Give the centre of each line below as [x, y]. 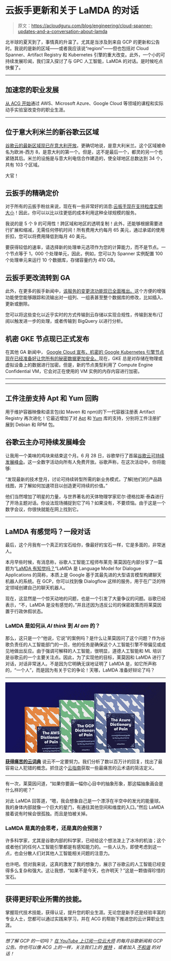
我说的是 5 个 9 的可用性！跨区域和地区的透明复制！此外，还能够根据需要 [82, 224]
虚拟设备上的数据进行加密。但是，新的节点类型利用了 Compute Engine [79, 365]
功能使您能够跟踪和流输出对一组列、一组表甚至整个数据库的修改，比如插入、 [85, 298]
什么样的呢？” [20, 790]
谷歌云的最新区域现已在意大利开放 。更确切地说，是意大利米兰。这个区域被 [83, 145]
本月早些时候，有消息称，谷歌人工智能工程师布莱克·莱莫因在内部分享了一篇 [84, 562]
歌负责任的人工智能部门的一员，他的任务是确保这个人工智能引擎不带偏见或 [83, 644]
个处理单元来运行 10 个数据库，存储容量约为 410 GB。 [62, 260]
